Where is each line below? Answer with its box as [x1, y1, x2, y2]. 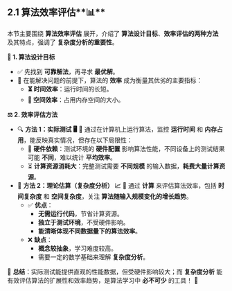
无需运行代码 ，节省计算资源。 [37, 209, 123, 218]
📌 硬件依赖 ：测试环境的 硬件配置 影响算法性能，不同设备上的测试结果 [27, 144, 225, 152]
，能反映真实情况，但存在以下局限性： [23, 136, 133, 144]
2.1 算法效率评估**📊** [7, 6, 106, 19]
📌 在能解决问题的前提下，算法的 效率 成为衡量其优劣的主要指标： [17, 76, 203, 85]
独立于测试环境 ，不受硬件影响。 [37, 218, 130, 227]
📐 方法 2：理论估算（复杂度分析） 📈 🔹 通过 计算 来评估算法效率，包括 [17, 181, 217, 189]
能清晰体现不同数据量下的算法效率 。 [37, 227, 142, 235]
